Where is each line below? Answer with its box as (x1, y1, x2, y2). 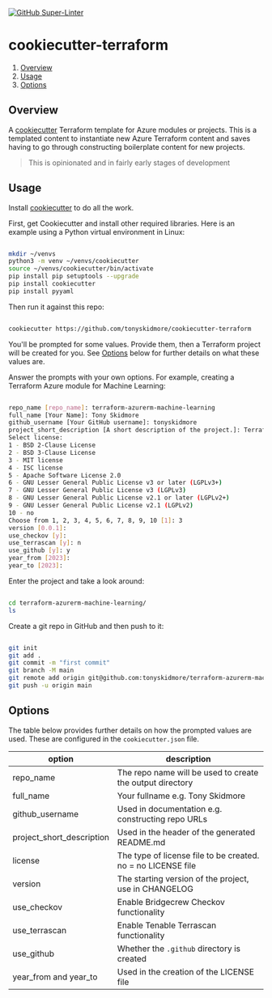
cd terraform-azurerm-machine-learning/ (8, 599, 147, 607)
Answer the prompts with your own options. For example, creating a (8, 372, 235, 382)
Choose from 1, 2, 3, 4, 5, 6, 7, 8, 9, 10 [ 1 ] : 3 (8, 516, 183, 524)
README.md (117, 836, 166, 847)
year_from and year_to (12, 971, 98, 983)
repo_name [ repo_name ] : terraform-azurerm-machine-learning (8, 403, 216, 412)
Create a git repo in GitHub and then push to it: (8, 621, 164, 631)
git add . (8, 652, 42, 660)
